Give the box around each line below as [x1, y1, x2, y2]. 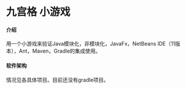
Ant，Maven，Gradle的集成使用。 [18, 47, 101, 54]
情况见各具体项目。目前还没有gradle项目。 [6, 76, 109, 83]
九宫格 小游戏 [6, 5, 70, 19]
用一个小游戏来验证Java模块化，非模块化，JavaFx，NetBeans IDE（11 [6, 40, 175, 47]
